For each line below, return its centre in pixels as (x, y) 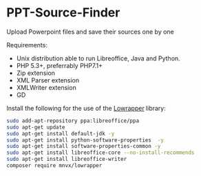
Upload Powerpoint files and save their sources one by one (91, 32)
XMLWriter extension (46, 87)
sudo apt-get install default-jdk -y (61, 133)
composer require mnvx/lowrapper (54, 166)
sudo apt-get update (36, 127)
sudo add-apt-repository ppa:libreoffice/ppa (73, 121)
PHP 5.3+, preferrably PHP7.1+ (59, 65)
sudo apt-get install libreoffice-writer (67, 159)
